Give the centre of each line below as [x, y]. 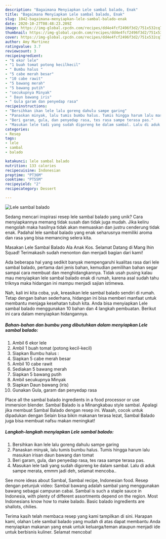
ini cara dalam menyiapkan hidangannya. [47, 314]
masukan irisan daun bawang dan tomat [53, 455]
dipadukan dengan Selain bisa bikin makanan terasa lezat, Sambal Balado [80, 415]
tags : [11, 138]
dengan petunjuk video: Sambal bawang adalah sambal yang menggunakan [82, 486]
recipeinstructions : [26, 106]
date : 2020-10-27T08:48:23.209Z [38, 23]
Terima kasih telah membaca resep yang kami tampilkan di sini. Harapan [79, 516]
